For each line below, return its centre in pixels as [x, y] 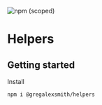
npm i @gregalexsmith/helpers [51, 94]
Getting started [41, 65]
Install [16, 82]
